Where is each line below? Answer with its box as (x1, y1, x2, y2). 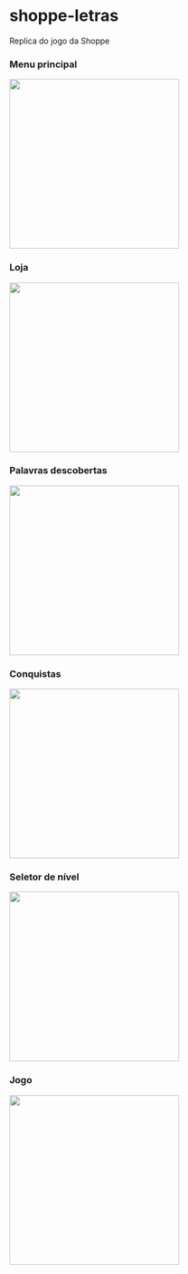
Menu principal (9, 58, 78, 71)
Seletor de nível (9, 870, 80, 883)
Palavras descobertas (9, 464, 108, 477)
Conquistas (9, 667, 61, 680)
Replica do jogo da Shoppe (9, 35, 110, 46)
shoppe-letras (9, 5, 119, 26)
